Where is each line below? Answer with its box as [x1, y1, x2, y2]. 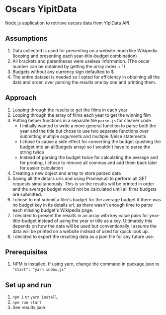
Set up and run [5, 281, 52, 289]
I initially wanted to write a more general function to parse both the [19, 123, 157, 129]
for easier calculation [19, 165, 63, 171]
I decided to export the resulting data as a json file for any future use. [12, 234, 155, 239]
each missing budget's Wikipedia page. [12, 207, 93, 213]
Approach [5, 93, 37, 102]
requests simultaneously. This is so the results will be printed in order [12, 180, 155, 187]
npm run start [12, 300, 42, 305]
